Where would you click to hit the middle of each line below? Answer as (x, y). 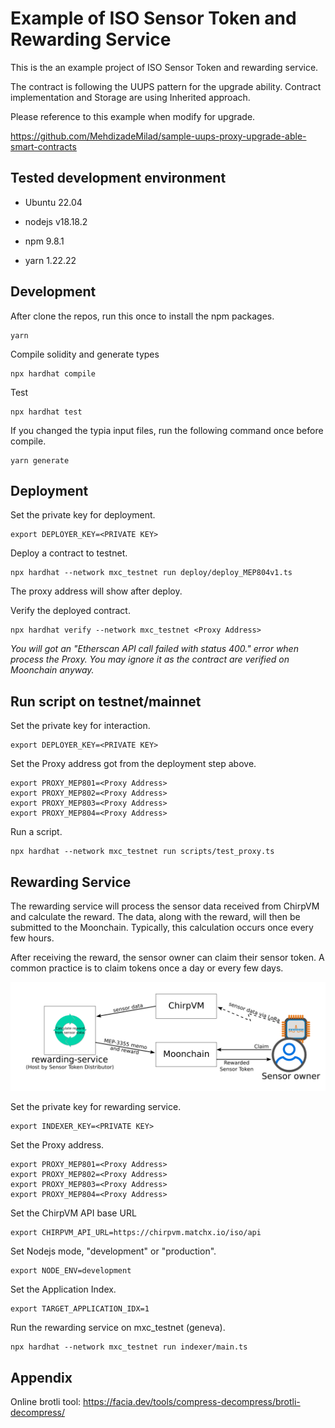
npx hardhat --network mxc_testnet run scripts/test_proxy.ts (142, 852)
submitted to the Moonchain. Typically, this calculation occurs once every (162, 927)
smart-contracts (43, 146)
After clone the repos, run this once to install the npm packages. (142, 316)
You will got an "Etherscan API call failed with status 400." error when (154, 649)
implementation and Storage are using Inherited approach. (130, 97)
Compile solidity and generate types (85, 354)
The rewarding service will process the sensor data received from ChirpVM (165, 906)
